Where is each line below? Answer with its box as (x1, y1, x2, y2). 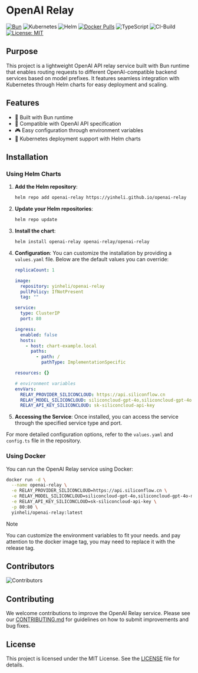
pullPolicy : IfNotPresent (20, 288, 84, 295)
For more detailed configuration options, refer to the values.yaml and (6, 431, 174, 438)
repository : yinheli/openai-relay (20, 283, 105, 289)
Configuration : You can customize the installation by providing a (14, 249, 172, 257)
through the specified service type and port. (14, 419, 123, 426)
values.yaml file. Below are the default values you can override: (14, 255, 169, 262)
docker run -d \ (6, 477, 46, 482)
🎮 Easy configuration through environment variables (14, 126, 143, 133)
